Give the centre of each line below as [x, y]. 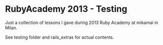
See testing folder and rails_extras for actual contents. [59, 37]
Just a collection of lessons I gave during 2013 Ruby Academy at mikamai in [81, 22]
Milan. [11, 27]
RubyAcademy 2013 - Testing [66, 9]
